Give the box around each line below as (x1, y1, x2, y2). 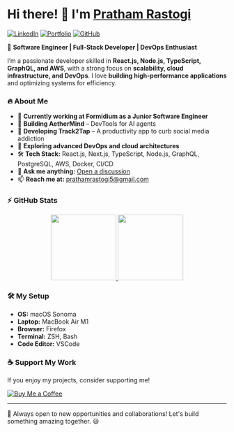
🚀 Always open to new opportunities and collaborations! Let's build (7, 410, 199, 418)
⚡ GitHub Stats (7, 196, 58, 206)
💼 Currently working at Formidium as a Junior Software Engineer (17, 112, 208, 121)
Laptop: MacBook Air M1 (17, 317, 89, 326)
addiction (17, 134, 45, 143)
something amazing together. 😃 (7, 417, 100, 426)
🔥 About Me (7, 96, 49, 106)
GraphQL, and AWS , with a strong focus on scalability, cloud (7, 64, 184, 72)
